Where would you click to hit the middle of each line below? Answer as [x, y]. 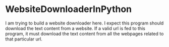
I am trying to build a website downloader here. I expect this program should [84, 23]
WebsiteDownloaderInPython [69, 9]
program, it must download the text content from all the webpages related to [84, 33]
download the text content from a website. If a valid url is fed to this [75, 28]
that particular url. [24, 39]
